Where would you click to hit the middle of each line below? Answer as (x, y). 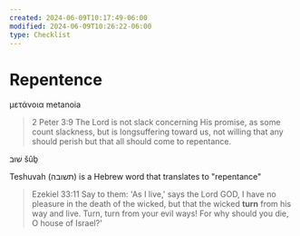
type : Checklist (40, 34)
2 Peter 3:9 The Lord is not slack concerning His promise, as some (156, 123)
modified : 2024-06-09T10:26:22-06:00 (81, 26)
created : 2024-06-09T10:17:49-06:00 (78, 18)
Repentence (56, 79)
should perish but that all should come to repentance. (131, 142)
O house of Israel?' (67, 223)
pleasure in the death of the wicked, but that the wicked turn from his (161, 204)
